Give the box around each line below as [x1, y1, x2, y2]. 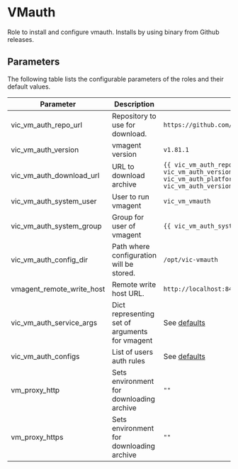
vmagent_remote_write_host [11, 284, 106, 294]
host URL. [112, 288, 144, 298]
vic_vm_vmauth [163, 197, 211, 205]
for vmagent [112, 335, 153, 345]
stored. [112, 267, 136, 277]
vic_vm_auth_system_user [11, 196, 97, 206]
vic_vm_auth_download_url [11, 170, 100, 180]
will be [112, 259, 134, 269]
